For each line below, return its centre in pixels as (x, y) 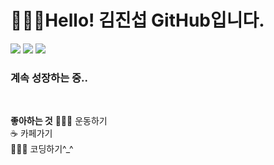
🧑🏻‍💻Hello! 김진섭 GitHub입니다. (137, 20)
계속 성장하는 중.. (49, 78)
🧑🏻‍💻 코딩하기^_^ (42, 149)
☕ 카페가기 (31, 133)
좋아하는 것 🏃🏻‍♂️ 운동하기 (59, 121)
